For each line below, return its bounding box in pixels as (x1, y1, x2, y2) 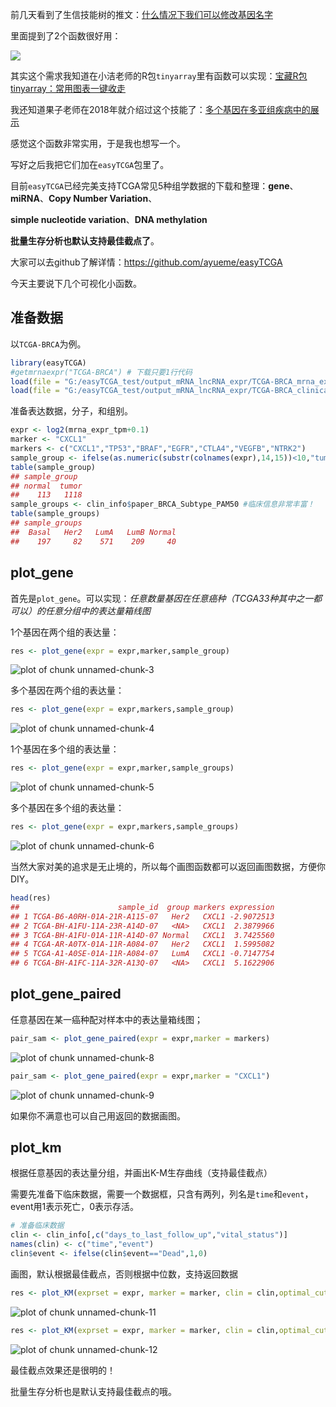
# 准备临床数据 (10, 1221, 65, 1231)
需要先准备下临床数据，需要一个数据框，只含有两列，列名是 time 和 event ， (10, 1188, 314, 1200)
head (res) (10, 893, 52, 903)
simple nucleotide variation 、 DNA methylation (10, 214, 208, 225)
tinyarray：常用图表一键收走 (10, 83, 126, 94)
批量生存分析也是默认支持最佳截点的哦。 (10, 1385, 177, 1397)
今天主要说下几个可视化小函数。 (10, 278, 142, 289)
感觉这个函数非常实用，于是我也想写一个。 (10, 138, 186, 149)
